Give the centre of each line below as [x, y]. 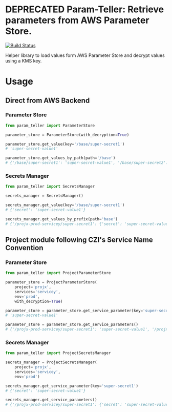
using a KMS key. [24, 60]
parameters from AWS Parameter [77, 20]
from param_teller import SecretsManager [50, 187]
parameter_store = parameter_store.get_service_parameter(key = [74, 311]
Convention [24, 248]
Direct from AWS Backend [48, 100]
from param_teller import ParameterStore [50, 126]
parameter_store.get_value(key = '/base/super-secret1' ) [65, 144]
